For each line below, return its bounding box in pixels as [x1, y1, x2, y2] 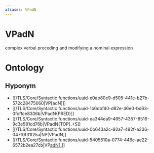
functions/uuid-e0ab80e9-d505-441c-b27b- [58, 95, 150, 101]
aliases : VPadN [5, 7, 37, 12]
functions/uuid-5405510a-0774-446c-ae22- [58, 137, 149, 143]
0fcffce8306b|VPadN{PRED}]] [12, 111, 75, 116]
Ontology [5, 62, 44, 73]
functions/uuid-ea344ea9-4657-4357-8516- [58, 115, 150, 121]
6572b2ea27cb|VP [12, 142, 51, 148]
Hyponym [5, 82, 36, 90]
